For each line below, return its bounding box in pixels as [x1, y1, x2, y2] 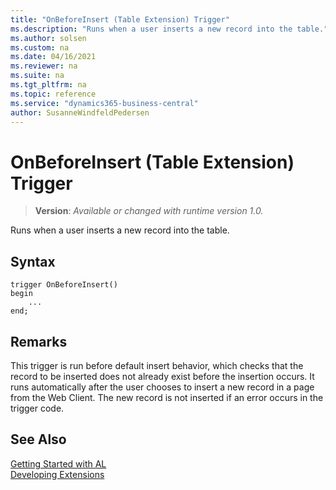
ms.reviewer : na [10, 61, 78, 71]
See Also [10, 431, 67, 448]
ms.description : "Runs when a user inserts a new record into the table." [10, 24, 329, 34]
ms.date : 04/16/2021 [10, 52, 97, 62]
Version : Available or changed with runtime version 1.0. [34, 205, 264, 217]
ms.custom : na [10, 42, 70, 53]
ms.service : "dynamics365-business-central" [10, 98, 199, 108]
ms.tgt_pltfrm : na [10, 80, 87, 90]
